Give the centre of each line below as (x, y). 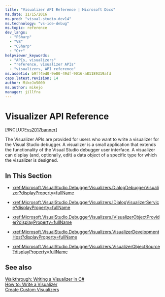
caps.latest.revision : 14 (32, 78)
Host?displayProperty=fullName (45, 237)
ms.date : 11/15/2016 (26, 14)
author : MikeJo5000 (25, 83)
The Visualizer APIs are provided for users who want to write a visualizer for (82, 139)
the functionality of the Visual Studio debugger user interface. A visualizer (80, 150)
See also (18, 267)
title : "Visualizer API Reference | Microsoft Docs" (60, 10)
